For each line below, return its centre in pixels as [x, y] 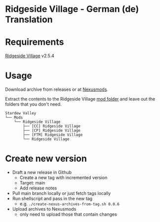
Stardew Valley [21, 113]
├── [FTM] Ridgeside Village [53, 135]
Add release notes [38, 188]
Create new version [46, 159]
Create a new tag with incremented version [63, 178]
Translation [29, 19]
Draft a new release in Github [42, 172]
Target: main [32, 183]
